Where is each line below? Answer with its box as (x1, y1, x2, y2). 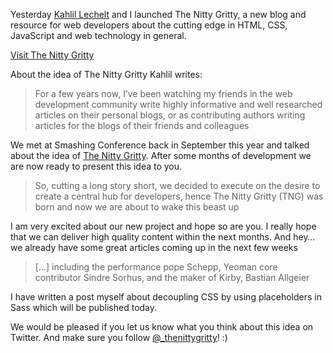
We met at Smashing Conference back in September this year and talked (10, 139, 310, 151)
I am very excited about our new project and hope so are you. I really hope (10, 220, 317, 232)
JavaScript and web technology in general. (10, 30, 187, 41)
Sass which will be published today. (10, 302, 158, 313)
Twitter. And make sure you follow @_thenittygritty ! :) (10, 332, 228, 343)
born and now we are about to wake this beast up (34, 201, 240, 213)
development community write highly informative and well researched (34, 99, 323, 110)
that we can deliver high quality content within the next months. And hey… (10, 231, 316, 243)
